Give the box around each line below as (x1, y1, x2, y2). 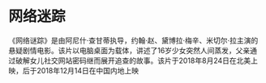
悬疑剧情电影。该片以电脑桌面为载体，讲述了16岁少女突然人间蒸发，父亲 (8, 45, 251, 55)
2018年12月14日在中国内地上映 (36, 65, 139, 75)
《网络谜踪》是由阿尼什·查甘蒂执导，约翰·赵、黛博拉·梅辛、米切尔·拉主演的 (8, 35, 259, 45)
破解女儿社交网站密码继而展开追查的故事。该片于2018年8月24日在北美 (15, 56, 251, 65)
